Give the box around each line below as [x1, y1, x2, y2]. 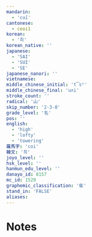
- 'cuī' [11, 14, 31, 21]
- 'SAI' [11, 54, 31, 60]
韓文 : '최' [6, 149, 31, 155]
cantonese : [6, 20, 34, 26]
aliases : [6, 194, 28, 200]
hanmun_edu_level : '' [6, 166, 61, 172]
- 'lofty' [11, 132, 36, 139]
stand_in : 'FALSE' [6, 188, 52, 194]
